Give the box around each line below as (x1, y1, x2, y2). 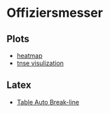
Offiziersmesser (6, 5, 103, 21)
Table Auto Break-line (16, 98, 80, 106)
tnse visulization (16, 59, 64, 67)
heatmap (16, 51, 43, 60)
